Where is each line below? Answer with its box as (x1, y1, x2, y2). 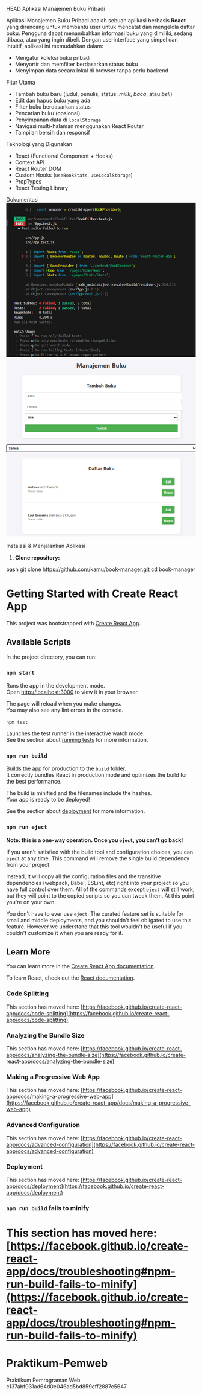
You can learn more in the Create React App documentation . (6, 963, 156, 970)
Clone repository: (14, 554, 60, 561)
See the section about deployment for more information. (6, 808, 145, 815)
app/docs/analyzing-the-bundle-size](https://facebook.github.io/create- (6, 1052, 186, 1059)
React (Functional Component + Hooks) (14, 152, 114, 159)
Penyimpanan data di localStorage (14, 116, 102, 123)
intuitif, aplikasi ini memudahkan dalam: (6, 42, 104, 49)
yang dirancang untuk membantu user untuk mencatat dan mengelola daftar (6, 24, 195, 30)
